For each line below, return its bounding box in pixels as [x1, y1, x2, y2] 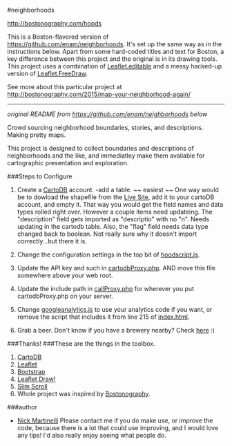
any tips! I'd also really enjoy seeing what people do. [17, 431, 167, 439]
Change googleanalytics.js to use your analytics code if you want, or [17, 306, 213, 313]
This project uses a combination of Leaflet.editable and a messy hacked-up [7, 62, 222, 70]
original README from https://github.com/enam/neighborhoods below [7, 110, 208, 118]
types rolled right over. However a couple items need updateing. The [17, 207, 213, 216]
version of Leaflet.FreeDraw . [7, 69, 88, 77]
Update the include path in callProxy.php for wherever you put [17, 285, 195, 292]
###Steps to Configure [7, 172, 72, 180]
